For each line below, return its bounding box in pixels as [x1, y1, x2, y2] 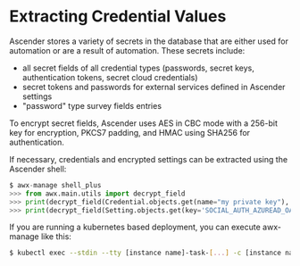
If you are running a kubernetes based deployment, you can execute [9, 221, 261, 233]
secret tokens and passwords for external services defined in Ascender [21, 81, 286, 92]
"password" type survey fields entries [21, 100, 162, 111]
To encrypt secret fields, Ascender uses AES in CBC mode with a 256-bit [9, 118, 279, 129]
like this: [40, 231, 71, 242]
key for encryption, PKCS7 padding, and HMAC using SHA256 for [9, 127, 251, 137]
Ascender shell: [9, 163, 67, 174]
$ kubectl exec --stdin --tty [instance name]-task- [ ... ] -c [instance [9, 248, 281, 258]
